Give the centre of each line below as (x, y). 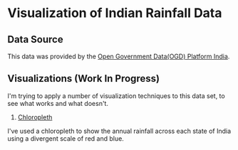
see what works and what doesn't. (58, 103)
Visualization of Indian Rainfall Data (115, 13)
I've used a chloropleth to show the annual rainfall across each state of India (119, 131)
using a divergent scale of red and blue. (66, 138)
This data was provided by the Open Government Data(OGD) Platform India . (119, 56)
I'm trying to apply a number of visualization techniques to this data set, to (117, 96)
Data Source (35, 39)
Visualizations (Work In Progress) (84, 79)
